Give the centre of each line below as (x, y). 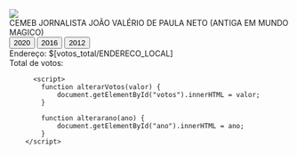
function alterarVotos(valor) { (101, 87)
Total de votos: (36, 63)
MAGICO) (27, 32)
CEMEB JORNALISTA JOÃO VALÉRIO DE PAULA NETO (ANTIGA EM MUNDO (149, 23)
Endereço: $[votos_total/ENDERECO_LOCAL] (91, 53)
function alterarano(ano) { (93, 118)
